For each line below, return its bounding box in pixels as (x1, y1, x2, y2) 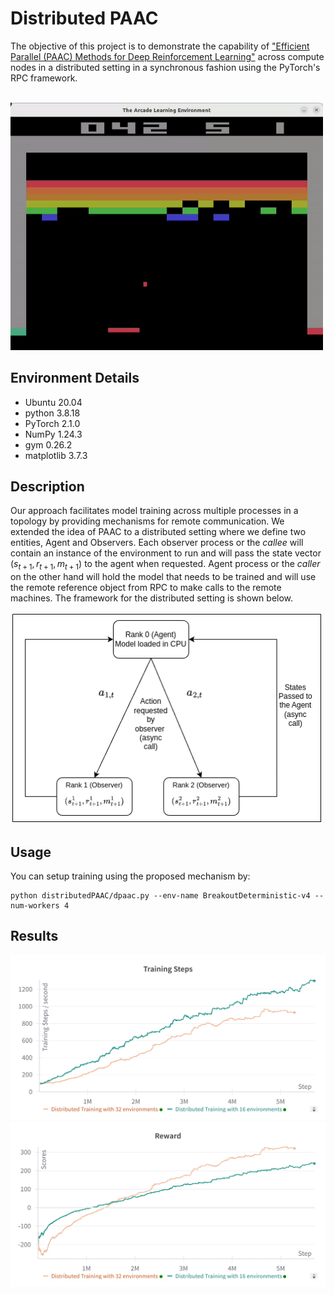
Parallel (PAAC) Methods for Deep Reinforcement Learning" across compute (10, 50, 325, 62)
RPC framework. (10, 72, 78, 84)
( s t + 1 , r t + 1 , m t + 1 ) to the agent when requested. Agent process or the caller (10, 558, 321, 572)
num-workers (10, 901, 60, 911)
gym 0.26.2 (24, 438, 73, 451)
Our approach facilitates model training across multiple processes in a (10, 505, 299, 517)
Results (10, 928, 59, 945)
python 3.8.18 (24, 407, 81, 419)
